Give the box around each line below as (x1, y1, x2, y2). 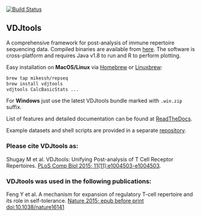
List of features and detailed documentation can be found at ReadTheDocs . (6, 115, 193, 123)
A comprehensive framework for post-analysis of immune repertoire (6, 39, 175, 46)
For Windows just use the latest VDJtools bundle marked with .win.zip (6, 97, 182, 105)
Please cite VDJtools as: (6, 142, 79, 150)
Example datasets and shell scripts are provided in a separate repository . (6, 127, 187, 134)
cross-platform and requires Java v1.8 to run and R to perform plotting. (6, 52, 181, 59)
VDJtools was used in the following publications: (6, 177, 152, 185)
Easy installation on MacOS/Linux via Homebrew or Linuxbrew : (6, 63, 163, 70)
